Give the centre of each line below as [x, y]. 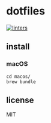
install [18, 47]
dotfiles [26, 11]
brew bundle [21, 82]
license [20, 100]
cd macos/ [19, 77]
